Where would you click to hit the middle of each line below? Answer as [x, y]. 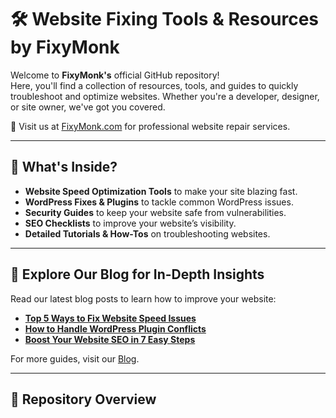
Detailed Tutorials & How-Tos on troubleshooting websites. [147, 233]
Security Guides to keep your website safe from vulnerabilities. [155, 212]
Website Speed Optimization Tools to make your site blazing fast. [161, 191]
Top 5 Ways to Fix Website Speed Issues [110, 318]
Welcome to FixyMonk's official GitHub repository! [115, 75]
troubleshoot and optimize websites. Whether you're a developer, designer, [165, 96]
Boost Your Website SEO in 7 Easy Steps [110, 339]
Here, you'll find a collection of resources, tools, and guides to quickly [154, 85]
